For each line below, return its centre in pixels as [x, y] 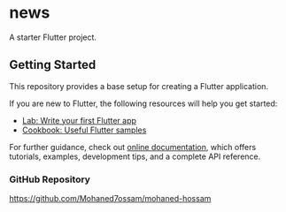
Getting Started [53, 65]
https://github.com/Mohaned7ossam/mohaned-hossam [110, 199]
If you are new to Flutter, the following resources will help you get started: [143, 103]
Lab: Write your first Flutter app [79, 120]
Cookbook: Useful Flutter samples [84, 130]
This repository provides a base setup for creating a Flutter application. [139, 86]
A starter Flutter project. [53, 37]
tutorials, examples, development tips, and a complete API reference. [135, 156]
